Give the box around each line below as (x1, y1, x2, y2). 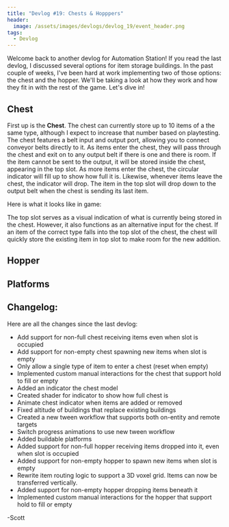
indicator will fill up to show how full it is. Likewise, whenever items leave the (7, 172, 223, 180)
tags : (7, 29, 23, 36)
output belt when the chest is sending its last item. (7, 186, 149, 195)
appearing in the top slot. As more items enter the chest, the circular (7, 165, 200, 173)
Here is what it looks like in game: (7, 200, 102, 208)
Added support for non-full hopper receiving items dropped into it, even (16, 442, 220, 450)
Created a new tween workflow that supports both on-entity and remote (16, 413, 220, 421)
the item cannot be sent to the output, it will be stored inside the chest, (7, 157, 206, 166)
